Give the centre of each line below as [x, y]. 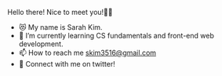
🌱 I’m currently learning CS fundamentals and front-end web [116, 36]
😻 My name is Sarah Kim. [60, 27]
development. [41, 44]
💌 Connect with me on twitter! [67, 64]
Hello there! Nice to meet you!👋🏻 [60, 12]
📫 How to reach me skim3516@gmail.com [87, 52]
